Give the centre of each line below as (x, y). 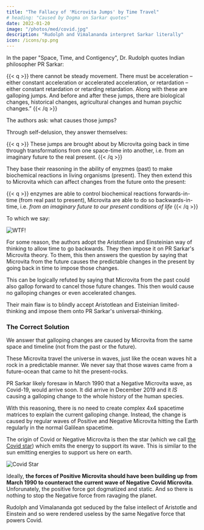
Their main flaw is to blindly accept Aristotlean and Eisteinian (83, 305)
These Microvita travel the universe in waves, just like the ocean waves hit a (101, 358)
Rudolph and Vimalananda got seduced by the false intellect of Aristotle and (102, 507)
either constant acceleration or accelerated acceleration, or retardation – (97, 82)
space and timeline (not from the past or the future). (72, 347)
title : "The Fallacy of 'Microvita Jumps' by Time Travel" (83, 12)
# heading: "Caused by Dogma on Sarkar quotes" (68, 18)
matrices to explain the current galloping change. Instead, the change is (97, 415)
